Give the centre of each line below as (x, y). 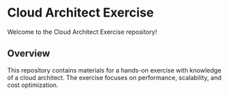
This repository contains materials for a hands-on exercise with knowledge (114, 70)
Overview (29, 54)
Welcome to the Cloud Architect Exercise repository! (82, 32)
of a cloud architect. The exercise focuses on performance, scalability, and (114, 77)
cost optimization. (33, 85)
